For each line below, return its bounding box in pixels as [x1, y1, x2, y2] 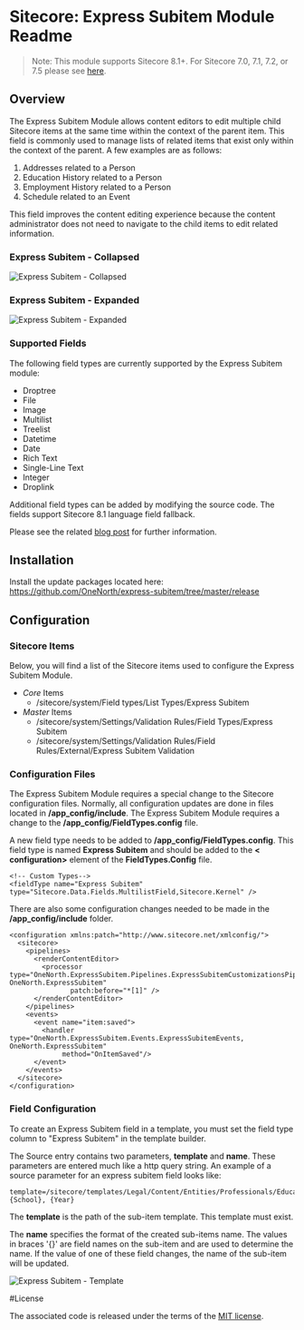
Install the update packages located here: [9, 576, 165, 587]
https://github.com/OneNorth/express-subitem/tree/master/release [9, 586, 260, 597]
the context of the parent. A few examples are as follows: [9, 144, 223, 155]
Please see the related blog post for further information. [9, 526, 217, 537]
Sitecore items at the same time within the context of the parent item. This [9, 125, 285, 136]
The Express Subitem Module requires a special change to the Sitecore [9, 788, 274, 799]
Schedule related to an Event [22, 191, 130, 201]
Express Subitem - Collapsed [9, 250, 140, 263]
